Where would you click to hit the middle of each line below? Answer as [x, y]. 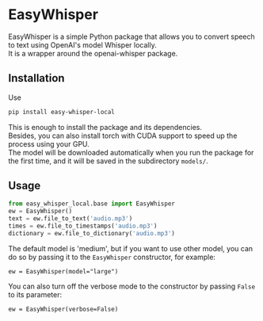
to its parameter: [35, 294]
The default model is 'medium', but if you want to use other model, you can [131, 248]
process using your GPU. [49, 143]
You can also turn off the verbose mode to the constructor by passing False [132, 286]
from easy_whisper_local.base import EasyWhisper [92, 204]
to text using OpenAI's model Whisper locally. [82, 44]
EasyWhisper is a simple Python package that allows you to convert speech [131, 36]
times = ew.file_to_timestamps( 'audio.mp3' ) [83, 226]
